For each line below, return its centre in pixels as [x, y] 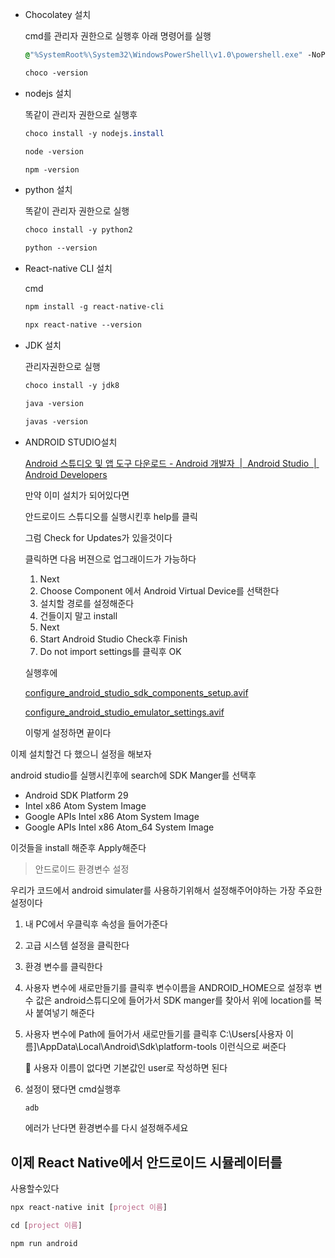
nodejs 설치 [48, 93]
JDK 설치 [43, 345]
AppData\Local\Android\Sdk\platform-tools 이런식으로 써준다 [163, 1046]
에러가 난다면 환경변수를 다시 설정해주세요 [106, 1128]
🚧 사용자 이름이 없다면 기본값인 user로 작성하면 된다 [126, 1067]
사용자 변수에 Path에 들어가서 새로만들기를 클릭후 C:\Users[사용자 [154, 1034]
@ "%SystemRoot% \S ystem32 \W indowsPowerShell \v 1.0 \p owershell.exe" [163, 55]
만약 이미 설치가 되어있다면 [77, 495]
